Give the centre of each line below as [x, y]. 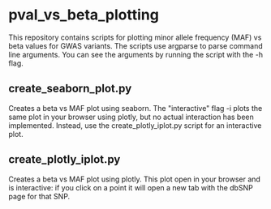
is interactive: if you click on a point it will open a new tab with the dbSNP [131, 187]
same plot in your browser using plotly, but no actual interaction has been [131, 117]
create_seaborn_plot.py [70, 89]
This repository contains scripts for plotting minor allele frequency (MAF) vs [135, 37]
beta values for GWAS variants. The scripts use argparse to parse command [136, 45]
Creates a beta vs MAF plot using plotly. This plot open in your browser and [135, 179]
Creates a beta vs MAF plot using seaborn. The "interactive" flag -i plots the [135, 108]
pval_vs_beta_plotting [84, 15]
